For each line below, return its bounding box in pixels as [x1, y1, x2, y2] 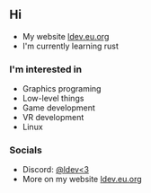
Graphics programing [22, 83, 102, 94]
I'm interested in [9, 63, 83, 75]
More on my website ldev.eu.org [22, 174, 142, 185]
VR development [22, 112, 84, 123]
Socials [9, 144, 42, 156]
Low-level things [22, 93, 84, 104]
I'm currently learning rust [22, 40, 120, 51]
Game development [22, 102, 96, 113]
